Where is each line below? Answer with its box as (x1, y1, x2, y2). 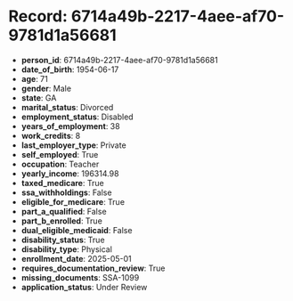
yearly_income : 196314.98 (20, 167, 119, 179)
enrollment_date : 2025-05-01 (20, 253, 133, 264)
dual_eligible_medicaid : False (20, 224, 133, 235)
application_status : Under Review (20, 281, 148, 292)
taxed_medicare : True (20, 177, 104, 188)
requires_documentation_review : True (20, 263, 166, 273)
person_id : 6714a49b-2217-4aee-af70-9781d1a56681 (20, 54, 219, 65)
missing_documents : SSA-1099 (20, 272, 140, 282)
